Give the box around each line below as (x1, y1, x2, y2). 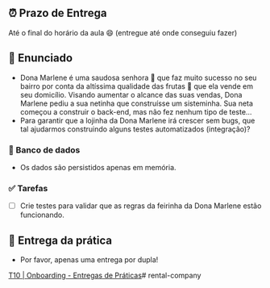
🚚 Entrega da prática (8, 233, 113, 247)
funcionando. (19, 210, 64, 220)
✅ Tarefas (8, 182, 48, 194)
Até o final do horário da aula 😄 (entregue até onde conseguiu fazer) (8, 27, 238, 37)
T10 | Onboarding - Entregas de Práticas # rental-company (8, 270, 201, 281)
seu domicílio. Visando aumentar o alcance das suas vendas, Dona (19, 90, 243, 99)
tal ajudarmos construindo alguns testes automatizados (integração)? (19, 124, 251, 134)
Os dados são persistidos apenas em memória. (19, 162, 177, 172)
